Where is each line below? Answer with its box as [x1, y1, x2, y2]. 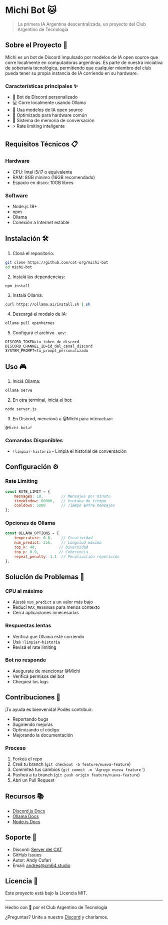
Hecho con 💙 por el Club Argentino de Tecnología [5, 904, 107, 910]
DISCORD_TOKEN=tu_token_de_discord [5, 340, 79, 345]
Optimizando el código [12, 726, 59, 732]
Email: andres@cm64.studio [12, 862, 71, 868]
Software [5, 192, 28, 199]
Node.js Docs [12, 818, 41, 824]
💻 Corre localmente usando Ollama [12, 100, 86, 106]
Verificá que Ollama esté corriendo [12, 633, 84, 639]
